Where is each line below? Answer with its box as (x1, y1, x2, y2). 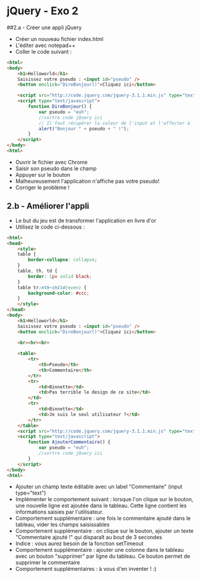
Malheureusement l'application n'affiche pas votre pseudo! (15, 177, 160, 185)
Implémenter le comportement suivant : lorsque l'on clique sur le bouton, (15, 496, 193, 503)
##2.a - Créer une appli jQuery (7, 24, 82, 31)
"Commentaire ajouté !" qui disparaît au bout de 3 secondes (15, 534, 163, 541)
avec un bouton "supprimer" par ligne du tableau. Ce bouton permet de (15, 552, 191, 560)
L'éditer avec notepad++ (15, 42, 76, 49)
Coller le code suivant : (15, 48, 72, 55)
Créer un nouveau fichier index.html (15, 35, 103, 42)
